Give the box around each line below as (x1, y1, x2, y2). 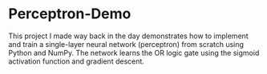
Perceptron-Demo (8, 5, 131, 23)
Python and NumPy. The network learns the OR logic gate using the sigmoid (8, 48, 260, 57)
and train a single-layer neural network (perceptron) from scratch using (8, 39, 245, 49)
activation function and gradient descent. (8, 56, 144, 66)
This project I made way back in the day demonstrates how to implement (8, 31, 249, 41)
